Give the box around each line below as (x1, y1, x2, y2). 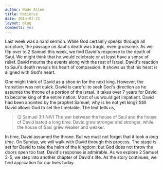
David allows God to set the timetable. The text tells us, (5, 105, 115, 111)
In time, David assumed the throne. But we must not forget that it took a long (5, 134, 158, 140)
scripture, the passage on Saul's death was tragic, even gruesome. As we (5, 44, 153, 50)
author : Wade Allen (5, 7, 45, 12)
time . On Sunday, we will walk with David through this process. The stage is (5, 139, 157, 145)
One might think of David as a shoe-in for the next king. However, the (5, 79, 144, 85)
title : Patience (5, 12, 38, 17)
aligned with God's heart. (5, 69, 56, 75)
